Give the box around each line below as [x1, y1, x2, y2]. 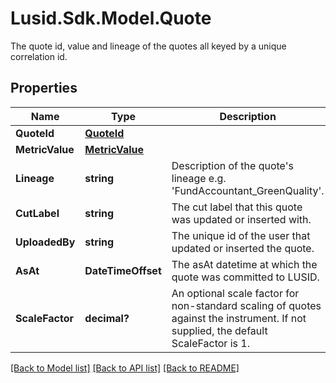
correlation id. [10, 50, 68, 62]
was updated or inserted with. [171, 212, 312, 226]
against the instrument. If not [171, 311, 307, 325]
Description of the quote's [171, 158, 294, 172]
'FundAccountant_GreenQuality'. [171, 183, 325, 197]
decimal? [84, 311, 130, 325]
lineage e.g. [171, 171, 227, 185]
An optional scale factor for [171, 286, 300, 300]
